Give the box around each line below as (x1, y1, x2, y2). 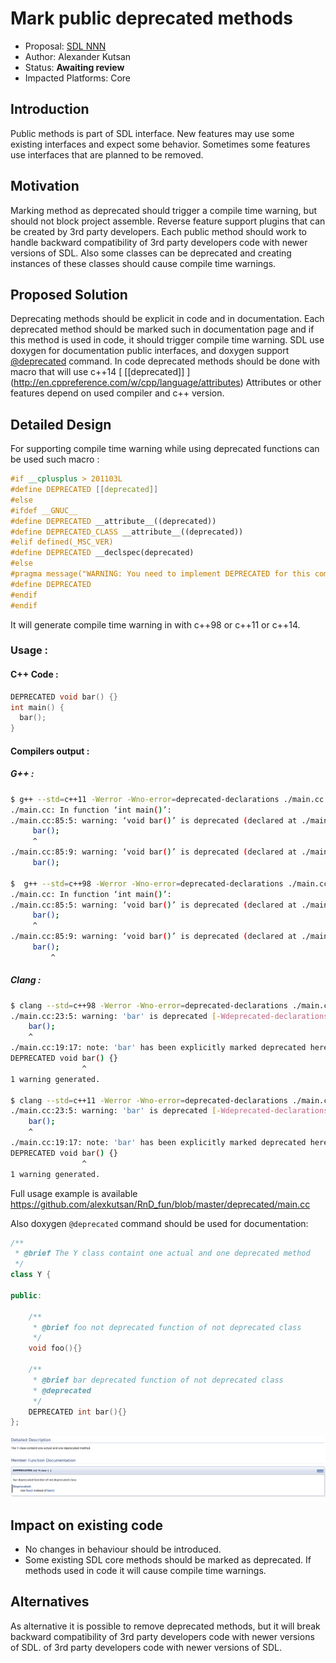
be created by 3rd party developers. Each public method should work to (10, 225, 307, 237)
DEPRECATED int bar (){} (28, 1407, 128, 1417)
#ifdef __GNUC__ (10, 505, 78, 516)
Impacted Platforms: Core (24, 72, 132, 84)
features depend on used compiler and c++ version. (10, 387, 225, 399)
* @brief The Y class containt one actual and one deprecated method (14, 1248, 311, 1259)
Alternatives (10, 1593, 90, 1611)
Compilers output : (10, 745, 90, 757)
